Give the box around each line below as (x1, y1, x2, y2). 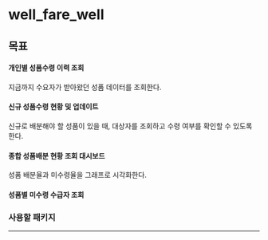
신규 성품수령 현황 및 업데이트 (8, 102, 99, 112)
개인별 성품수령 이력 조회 (8, 63, 85, 73)
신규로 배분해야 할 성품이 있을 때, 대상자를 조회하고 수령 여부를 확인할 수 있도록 (8, 121, 253, 131)
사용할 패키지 (8, 211, 56, 222)
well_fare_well (8, 6, 104, 24)
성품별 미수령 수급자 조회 (8, 190, 85, 199)
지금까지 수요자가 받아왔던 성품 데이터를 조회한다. (8, 82, 162, 92)
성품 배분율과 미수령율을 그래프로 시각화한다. (8, 170, 148, 180)
